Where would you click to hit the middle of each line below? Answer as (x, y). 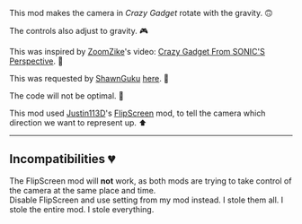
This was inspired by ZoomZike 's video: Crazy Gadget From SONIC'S (137, 52)
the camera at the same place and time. (83, 190)
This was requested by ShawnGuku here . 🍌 (89, 78)
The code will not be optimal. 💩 (67, 96)
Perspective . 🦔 (36, 61)
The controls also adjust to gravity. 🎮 (79, 31)
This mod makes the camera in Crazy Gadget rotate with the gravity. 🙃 (141, 13)
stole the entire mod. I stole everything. (82, 209)
